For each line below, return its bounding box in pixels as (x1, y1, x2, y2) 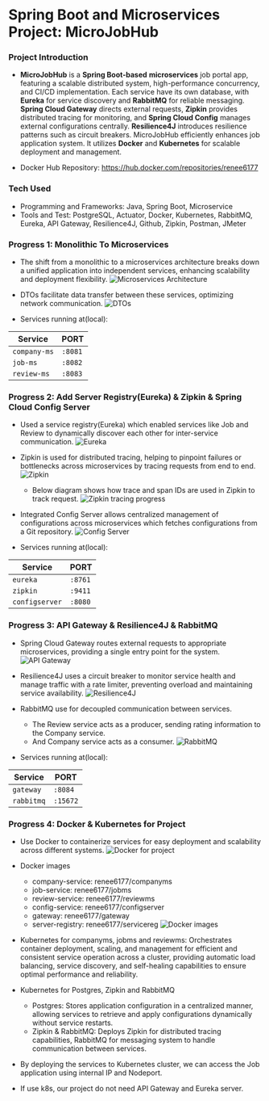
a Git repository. (19, 527, 74, 536)
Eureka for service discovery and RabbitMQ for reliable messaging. (19, 95, 245, 106)
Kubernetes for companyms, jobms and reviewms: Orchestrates (19, 935, 232, 944)
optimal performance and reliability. (19, 969, 139, 979)
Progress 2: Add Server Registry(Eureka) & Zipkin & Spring (8, 392, 242, 402)
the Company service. (31, 728, 106, 738)
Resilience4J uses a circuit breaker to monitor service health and (19, 670, 236, 680)
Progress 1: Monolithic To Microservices (8, 238, 169, 250)
